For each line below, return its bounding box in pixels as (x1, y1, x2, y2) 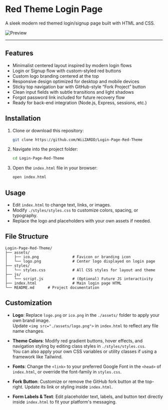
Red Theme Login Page (5, 4, 103, 15)
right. (12, 383, 24, 389)
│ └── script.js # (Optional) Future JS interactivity (5, 276, 153, 281)
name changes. (12, 328, 44, 334)
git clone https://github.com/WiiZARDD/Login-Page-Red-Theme (12, 137, 143, 142)
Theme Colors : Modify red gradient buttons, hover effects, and (12, 337, 143, 344)
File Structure (5, 232, 48, 241)
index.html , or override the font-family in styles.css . (12, 368, 121, 374)
